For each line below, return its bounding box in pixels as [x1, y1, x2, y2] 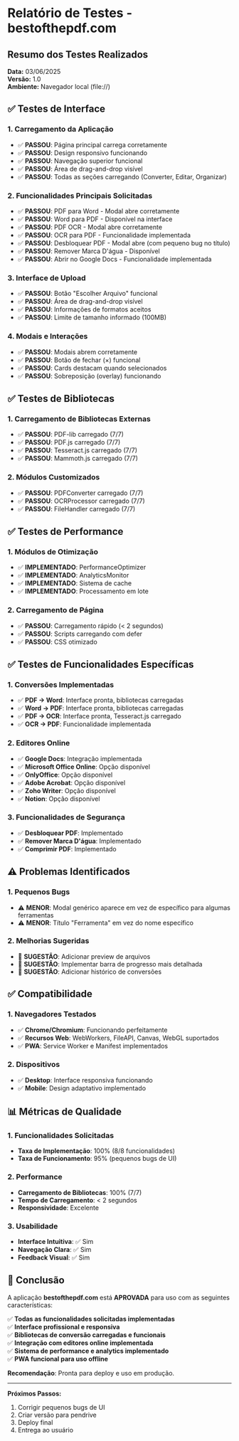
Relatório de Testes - [7, 5, 133, 21]
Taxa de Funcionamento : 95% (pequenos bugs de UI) [17, 1154, 177, 1163]
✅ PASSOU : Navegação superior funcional [17, 156, 143, 165]
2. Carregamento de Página [7, 605, 105, 615]
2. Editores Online [7, 738, 70, 748]
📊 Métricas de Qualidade [7, 1106, 122, 1118]
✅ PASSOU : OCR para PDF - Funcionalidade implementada [17, 230, 191, 239]
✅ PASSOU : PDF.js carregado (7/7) [17, 438, 121, 447]
